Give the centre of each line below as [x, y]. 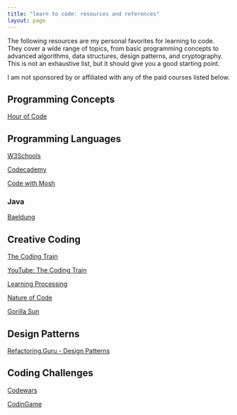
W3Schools [24, 156]
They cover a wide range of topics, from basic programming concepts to [113, 48]
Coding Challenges [50, 373]
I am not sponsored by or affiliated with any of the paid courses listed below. [118, 77]
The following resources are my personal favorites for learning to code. [111, 40]
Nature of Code [30, 298]
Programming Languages [64, 139]
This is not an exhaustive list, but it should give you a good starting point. [114, 63]
